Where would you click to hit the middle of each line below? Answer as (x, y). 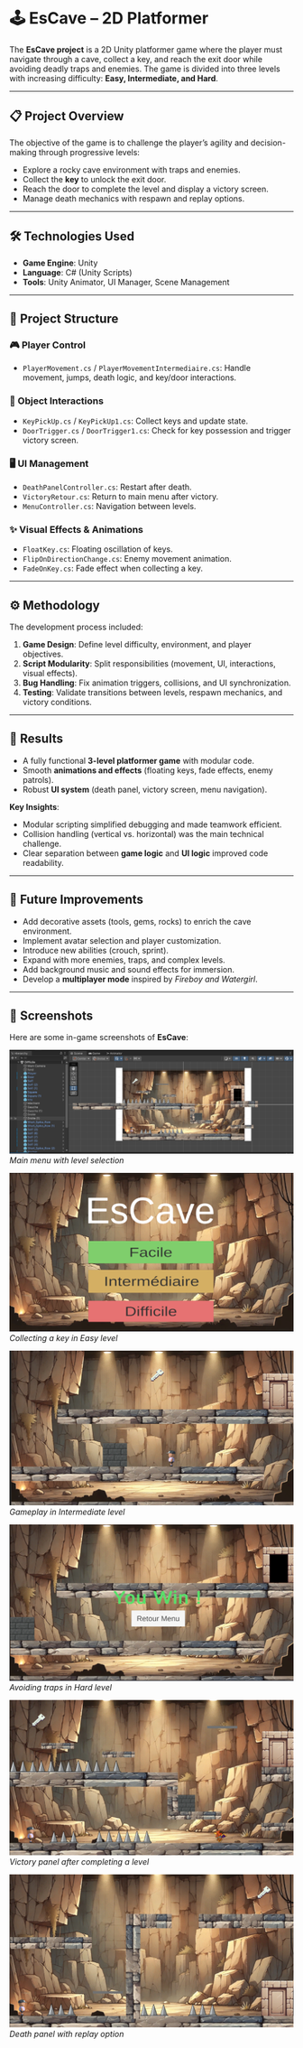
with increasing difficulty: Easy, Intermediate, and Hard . (114, 78)
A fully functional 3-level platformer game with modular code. (138, 760)
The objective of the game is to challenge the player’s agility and (129, 143)
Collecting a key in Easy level (64, 1338)
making (23, 152)
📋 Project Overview (67, 116)
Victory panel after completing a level (79, 1861)
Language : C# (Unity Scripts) (77, 272)
